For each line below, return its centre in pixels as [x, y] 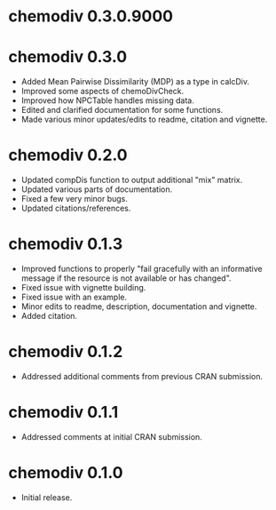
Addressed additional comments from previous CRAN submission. [142, 376]
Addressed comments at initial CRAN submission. [112, 436]
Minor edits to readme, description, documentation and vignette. [139, 307]
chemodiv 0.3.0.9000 [91, 16]
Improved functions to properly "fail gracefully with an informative [142, 269]
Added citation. [49, 316]
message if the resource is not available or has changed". [126, 278]
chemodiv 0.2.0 [68, 155]
